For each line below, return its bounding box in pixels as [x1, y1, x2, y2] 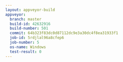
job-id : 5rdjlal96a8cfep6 [10, 35, 65, 40]
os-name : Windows [10, 44, 46, 49]
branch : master [10, 16, 42, 21]
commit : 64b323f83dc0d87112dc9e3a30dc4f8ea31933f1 [10, 30, 118, 35]
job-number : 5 [10, 40, 39, 45]
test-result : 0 [10, 49, 42, 54]
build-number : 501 [10, 26, 49, 31]
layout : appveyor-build [5, 7, 55, 12]
